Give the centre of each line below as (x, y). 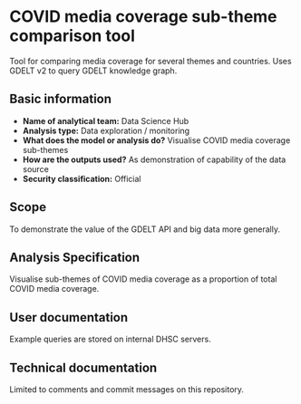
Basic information (60, 99)
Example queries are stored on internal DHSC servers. (110, 339)
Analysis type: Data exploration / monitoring (106, 130)
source (36, 168)
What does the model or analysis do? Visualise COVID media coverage (156, 140)
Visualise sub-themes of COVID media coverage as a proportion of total (143, 279)
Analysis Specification (75, 257)
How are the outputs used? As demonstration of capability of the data (154, 159)
